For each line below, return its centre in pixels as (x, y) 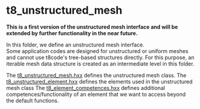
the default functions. (33, 100)
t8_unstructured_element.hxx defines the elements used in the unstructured (99, 82)
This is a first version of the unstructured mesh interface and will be (92, 27)
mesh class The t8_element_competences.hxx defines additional (86, 88)
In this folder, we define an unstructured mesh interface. (75, 45)
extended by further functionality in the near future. (72, 33)
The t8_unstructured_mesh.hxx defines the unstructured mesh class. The (96, 75)
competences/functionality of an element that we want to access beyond (96, 94)
